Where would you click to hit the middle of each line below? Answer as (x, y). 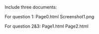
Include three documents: (31, 7)
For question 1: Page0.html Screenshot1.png (49, 17)
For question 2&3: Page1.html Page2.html (47, 26)
